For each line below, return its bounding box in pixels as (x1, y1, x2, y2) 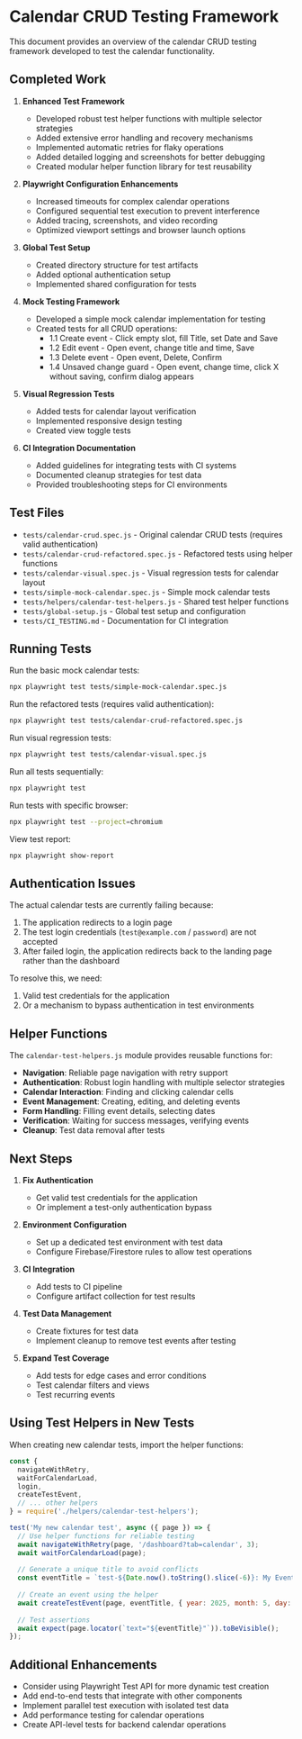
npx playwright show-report (9, 851, 115, 860)
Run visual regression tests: (9, 732, 112, 744)
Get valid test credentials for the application (35, 1192, 198, 1203)
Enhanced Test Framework (22, 95, 126, 106)
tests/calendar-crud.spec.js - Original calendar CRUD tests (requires (22, 529, 283, 539)
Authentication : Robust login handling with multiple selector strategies (22, 1077, 286, 1088)
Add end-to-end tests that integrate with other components (22, 1690, 243, 1701)
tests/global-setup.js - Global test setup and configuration (22, 605, 246, 616)
